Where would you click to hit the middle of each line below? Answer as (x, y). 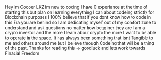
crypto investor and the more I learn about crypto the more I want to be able (81, 33)
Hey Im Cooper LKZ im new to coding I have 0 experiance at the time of (76, 7)
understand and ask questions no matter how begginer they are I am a (75, 28)
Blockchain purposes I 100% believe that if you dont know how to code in (78, 17)
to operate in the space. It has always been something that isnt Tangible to (79, 38)
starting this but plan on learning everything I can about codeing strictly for (80, 12)
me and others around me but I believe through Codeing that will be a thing (80, 43)
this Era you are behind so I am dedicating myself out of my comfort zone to (80, 22)
